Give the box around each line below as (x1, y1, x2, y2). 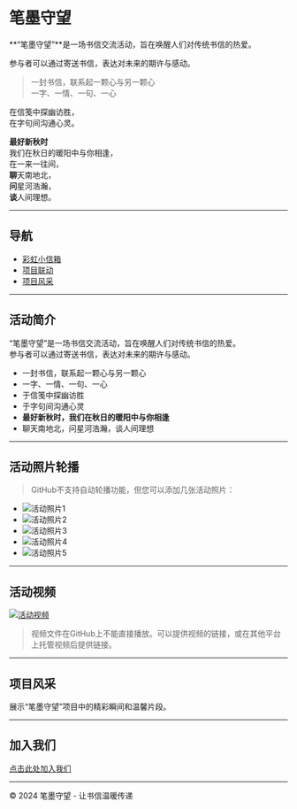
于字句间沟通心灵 (21, 400, 85, 412)
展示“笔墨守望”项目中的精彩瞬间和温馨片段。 (9, 701, 171, 712)
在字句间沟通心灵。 (9, 117, 80, 128)
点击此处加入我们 (9, 763, 72, 774)
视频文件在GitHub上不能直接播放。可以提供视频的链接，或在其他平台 (30, 628, 281, 639)
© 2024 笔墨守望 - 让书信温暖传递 (9, 790, 133, 801)
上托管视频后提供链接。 (30, 639, 117, 651)
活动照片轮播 (9, 459, 80, 474)
